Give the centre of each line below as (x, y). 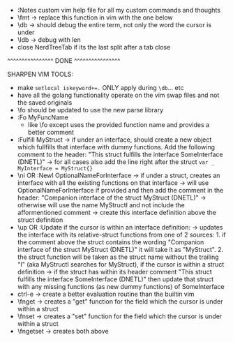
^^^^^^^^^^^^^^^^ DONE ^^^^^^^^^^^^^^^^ (64, 61)
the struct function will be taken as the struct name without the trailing (118, 257)
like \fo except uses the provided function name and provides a (119, 125)
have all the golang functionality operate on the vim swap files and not (118, 95)
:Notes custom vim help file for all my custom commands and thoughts (119, 10)
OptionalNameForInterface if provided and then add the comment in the (120, 190)
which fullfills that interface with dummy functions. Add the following (116, 147)
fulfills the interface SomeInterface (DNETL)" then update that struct (115, 279)
